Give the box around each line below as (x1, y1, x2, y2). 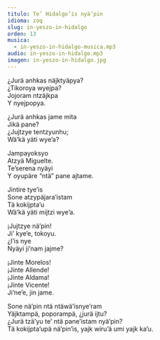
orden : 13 (7, 30, 37, 38)
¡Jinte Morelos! (7, 258, 51, 266)
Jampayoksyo (7, 148, 48, 157)
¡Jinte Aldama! (7, 273, 50, 281)
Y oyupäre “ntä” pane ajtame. (7, 171, 94, 180)
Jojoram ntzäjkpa (7, 91, 58, 99)
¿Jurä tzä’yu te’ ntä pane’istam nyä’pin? (7, 317, 123, 325)
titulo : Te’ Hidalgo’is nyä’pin (7, 10, 103, 18)
